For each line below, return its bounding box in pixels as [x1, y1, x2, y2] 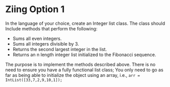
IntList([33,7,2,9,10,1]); [5, 77, 63, 82]
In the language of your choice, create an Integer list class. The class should [5, 20, 165, 26]
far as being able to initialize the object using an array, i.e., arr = [5, 72, 140, 78]
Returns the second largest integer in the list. [12, 46, 107, 52]
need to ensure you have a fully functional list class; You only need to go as [5, 67, 164, 73]
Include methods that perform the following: [5, 25, 98, 31]
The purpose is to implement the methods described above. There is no [5, 61, 156, 67]
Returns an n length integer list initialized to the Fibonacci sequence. [12, 52, 156, 58]
